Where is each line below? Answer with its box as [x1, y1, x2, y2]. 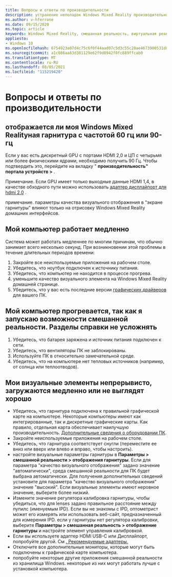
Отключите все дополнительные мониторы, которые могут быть [12, 544, 155, 550]
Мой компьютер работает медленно [5, 225, 130, 233]
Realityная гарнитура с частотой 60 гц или [5, 131, 148, 139]
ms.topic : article [5, 27, 45, 32]
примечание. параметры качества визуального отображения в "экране [5, 199, 163, 205]
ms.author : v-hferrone [5, 17, 54, 22]
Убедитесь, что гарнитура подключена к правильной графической [12, 408, 160, 414]
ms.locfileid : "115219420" [5, 70, 63, 75]
